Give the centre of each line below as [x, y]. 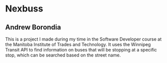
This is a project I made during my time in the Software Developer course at [83, 39]
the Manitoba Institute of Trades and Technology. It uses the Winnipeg [78, 44]
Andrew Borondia [33, 27]
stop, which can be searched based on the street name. [63, 55]
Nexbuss [24, 9]
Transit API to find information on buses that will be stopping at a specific [81, 50]
